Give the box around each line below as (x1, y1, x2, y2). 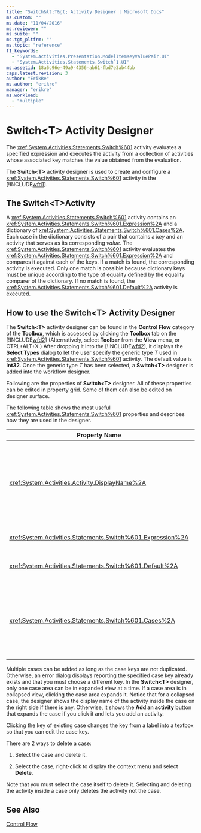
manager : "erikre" (6, 87, 52, 93)
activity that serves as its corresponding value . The (6, 239, 133, 246)
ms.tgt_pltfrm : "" (6, 37, 52, 43)
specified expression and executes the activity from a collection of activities (6, 150, 194, 157)
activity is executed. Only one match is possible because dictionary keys (6, 265, 185, 272)
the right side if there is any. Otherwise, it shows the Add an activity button (6, 704, 192, 711)
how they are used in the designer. (6, 417, 92, 424)
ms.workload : (6, 92, 39, 98)
